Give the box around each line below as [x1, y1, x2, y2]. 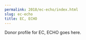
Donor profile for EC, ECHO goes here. [4, 30, 82, 36]
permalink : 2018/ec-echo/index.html [4, 7, 78, 12]
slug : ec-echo [4, 12, 33, 17]
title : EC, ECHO [4, 16, 37, 21]
